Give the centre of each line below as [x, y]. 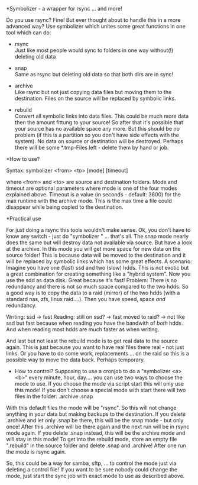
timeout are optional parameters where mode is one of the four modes [92, 188]
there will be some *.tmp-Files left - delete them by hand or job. [92, 148]
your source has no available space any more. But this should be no [97, 129]
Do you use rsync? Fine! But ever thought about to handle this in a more [93, 20]
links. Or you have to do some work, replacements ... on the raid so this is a [98, 353]
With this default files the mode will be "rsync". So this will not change [91, 408]
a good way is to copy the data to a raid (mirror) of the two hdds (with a [93, 293]
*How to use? [23, 159]
